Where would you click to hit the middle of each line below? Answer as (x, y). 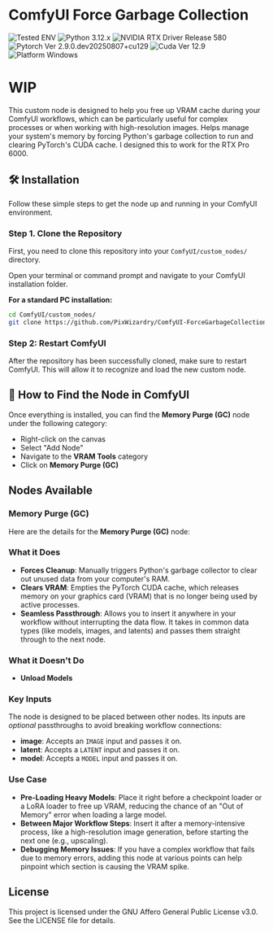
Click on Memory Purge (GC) (69, 464)
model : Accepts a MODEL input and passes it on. (99, 759)
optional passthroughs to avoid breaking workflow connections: (115, 725)
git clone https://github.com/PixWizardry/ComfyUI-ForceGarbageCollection (138, 322)
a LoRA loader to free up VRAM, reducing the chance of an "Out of (132, 806)
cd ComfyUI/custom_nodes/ (52, 315)
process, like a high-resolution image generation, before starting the (134, 832)
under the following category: (58, 423)
